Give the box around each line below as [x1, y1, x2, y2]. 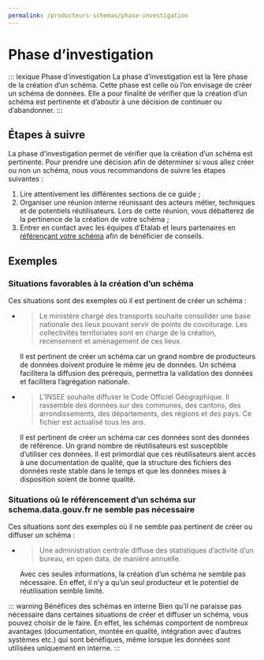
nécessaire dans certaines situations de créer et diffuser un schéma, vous [8, 609, 249, 620]
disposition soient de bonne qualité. [19, 474, 136, 484]
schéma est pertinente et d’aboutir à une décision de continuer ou [8, 96, 222, 107]
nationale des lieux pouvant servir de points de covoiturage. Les [39, 320, 248, 329]
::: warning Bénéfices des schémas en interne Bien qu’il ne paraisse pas [8, 602, 242, 611]
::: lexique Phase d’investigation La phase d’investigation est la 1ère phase [8, 72, 248, 81]
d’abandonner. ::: [8, 105, 63, 114]
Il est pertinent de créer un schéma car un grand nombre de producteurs [19, 352, 256, 362]
